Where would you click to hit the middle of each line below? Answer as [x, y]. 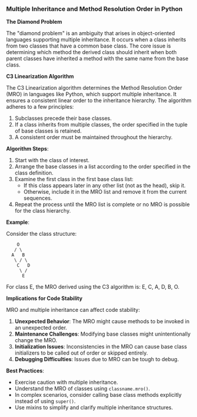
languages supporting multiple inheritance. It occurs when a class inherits [96, 40]
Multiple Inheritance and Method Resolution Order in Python [94, 9]
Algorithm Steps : [28, 149]
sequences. [38, 198]
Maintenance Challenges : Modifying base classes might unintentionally [103, 334]
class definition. [34, 173]
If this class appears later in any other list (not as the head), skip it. [104, 185]
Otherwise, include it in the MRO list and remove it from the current [105, 192]
